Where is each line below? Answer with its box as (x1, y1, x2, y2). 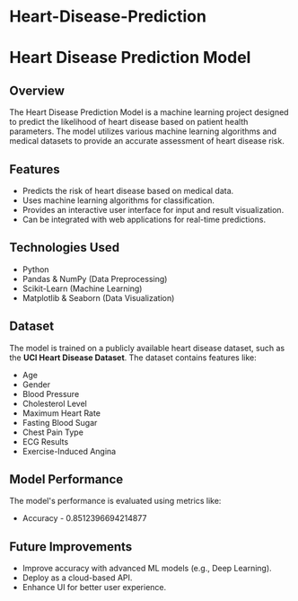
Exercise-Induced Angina (22, 446, 117, 456)
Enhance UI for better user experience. (22, 582, 167, 593)
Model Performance (9, 472, 124, 487)
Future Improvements (9, 539, 133, 554)
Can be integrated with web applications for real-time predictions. (22, 214, 267, 225)
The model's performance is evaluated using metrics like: (9, 496, 222, 507)
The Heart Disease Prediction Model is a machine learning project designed (9, 107, 289, 118)
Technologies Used (9, 240, 119, 255)
